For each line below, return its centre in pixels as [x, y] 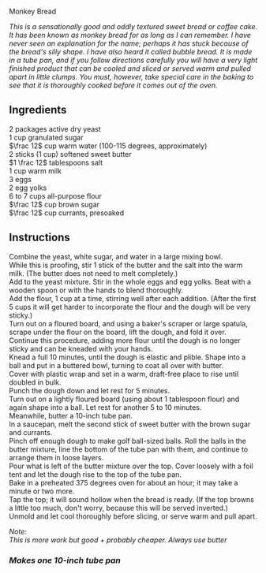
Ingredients [38, 110]
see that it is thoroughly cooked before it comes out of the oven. [113, 85]
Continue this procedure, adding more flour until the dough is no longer [125, 340]
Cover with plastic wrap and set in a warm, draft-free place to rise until [124, 374]
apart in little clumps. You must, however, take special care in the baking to [131, 77]
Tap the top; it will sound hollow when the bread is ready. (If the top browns [132, 499]
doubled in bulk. [35, 382]
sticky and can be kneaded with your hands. [81, 348]
